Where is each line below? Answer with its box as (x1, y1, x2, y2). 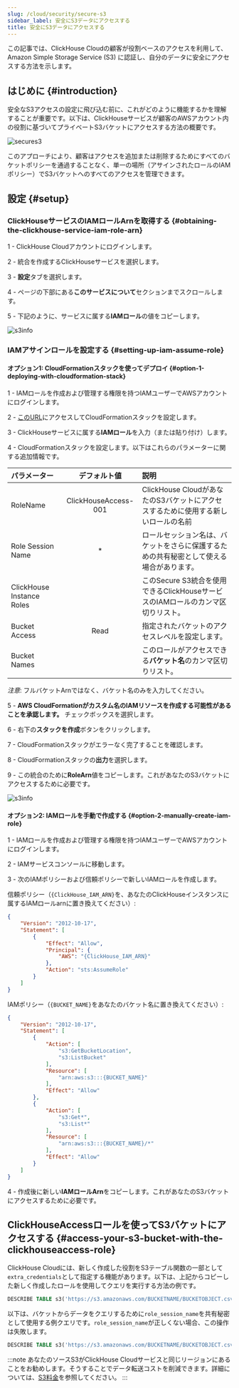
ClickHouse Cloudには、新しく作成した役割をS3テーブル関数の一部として (7, 1263, 223, 1273)
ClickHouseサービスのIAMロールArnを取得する (7, 215, 171, 225)
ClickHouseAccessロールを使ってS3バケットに (7, 1218, 217, 1230)
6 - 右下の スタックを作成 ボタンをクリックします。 (7, 725, 154, 734)
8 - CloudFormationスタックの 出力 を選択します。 (7, 756, 152, 764)
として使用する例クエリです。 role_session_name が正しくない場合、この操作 (7, 1318, 229, 1327)
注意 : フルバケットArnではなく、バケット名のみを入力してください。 (7, 686, 208, 694)
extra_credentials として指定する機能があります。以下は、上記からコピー (7, 1273, 223, 1281)
